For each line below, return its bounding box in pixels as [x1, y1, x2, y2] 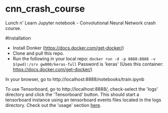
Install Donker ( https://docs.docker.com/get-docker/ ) [12, 45, 124, 51]
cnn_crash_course [5, 3, 85, 15]
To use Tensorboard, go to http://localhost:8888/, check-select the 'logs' [5, 86, 158, 92]
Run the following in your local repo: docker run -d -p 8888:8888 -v [12, 55, 156, 61]
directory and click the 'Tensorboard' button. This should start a [5, 91, 139, 97]
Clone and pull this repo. [12, 50, 65, 56]
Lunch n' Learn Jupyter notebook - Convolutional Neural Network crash [5, 20, 156, 26]
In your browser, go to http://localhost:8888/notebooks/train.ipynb [5, 76, 145, 82]
